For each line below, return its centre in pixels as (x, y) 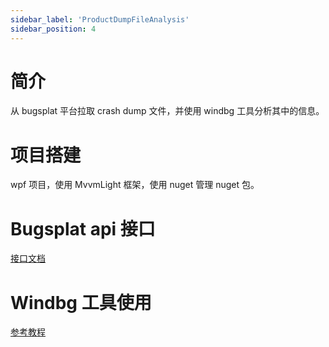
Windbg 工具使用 (81, 302)
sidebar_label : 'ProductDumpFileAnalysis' (100, 19)
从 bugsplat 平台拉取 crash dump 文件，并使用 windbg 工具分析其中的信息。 (167, 111)
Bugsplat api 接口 (83, 228)
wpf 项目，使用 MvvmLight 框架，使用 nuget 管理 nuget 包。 (135, 185)
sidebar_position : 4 (53, 29)
